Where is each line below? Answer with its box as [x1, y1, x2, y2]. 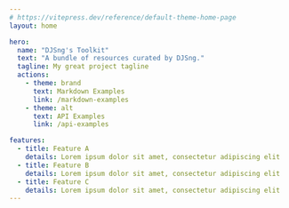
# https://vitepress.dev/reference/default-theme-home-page [9, 12, 237, 22]
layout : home [9, 21, 58, 30]
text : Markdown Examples [32, 86, 125, 96]
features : [9, 136, 46, 145]
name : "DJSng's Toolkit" [17, 45, 109, 54]
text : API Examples [32, 112, 105, 121]
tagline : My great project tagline [17, 62, 149, 71]
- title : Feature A [17, 144, 90, 154]
